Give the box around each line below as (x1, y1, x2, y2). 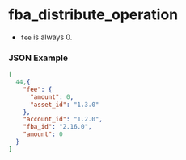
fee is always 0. (19, 32, 73, 42)
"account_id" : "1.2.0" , (23, 115, 104, 124)
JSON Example (8, 52, 69, 64)
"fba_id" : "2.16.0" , (23, 123, 92, 131)
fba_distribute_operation (8, 6, 179, 24)
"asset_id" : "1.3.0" (29, 101, 99, 109)
